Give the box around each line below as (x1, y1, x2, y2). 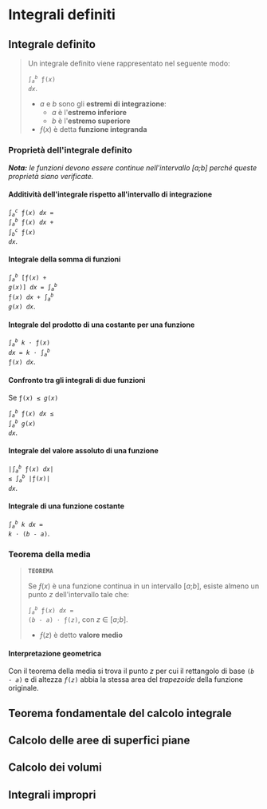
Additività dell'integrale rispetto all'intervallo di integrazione (8, 189, 213, 199)
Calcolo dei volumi (8, 761, 102, 775)
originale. (8, 683, 39, 693)
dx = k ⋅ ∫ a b (8, 347, 50, 357)
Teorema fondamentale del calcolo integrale (8, 706, 233, 720)
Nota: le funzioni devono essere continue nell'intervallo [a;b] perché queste (8, 162, 257, 173)
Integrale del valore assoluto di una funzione (8, 446, 159, 456)
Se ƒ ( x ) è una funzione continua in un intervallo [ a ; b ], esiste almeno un (27, 581, 260, 591)
